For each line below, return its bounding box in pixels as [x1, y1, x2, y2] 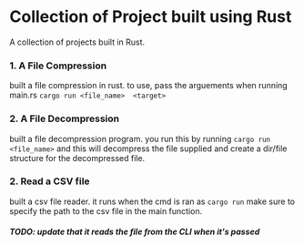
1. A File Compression [9, 59, 107, 72]
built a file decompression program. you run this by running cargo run [9, 133, 271, 144]
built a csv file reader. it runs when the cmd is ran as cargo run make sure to [9, 196, 296, 207]
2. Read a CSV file [9, 175, 90, 188]
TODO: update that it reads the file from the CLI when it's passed [9, 226, 260, 238]
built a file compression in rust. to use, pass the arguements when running [9, 80, 289, 91]
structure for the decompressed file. [9, 152, 146, 163]
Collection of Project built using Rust [9, 6, 292, 27]
